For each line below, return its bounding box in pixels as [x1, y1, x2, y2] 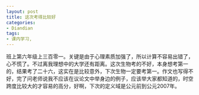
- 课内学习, [6, 36, 33, 42]
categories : [6, 19, 36, 25]
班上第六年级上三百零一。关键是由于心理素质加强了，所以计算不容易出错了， [6, 53, 194, 60]
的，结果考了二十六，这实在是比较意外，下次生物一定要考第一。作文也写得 [6, 68, 188, 74]
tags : [6, 31, 20, 37]
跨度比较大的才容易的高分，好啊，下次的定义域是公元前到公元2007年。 [6, 83, 180, 89]
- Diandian [6, 25, 33, 31]
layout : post [6, 8, 39, 15]
